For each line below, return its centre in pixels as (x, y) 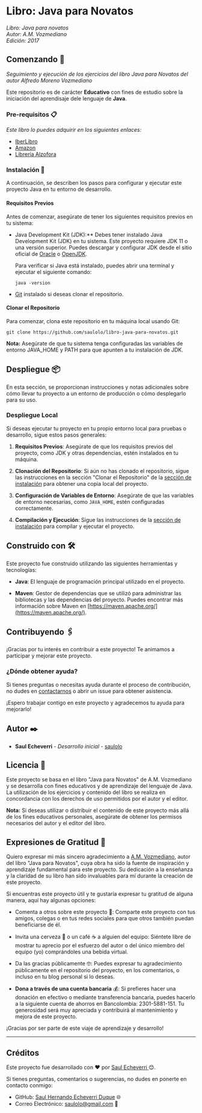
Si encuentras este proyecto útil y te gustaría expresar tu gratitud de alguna (100, 894)
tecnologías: (22, 569)
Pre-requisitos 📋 (32, 114)
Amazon (25, 148)
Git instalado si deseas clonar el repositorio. (69, 294)
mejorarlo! (19, 709)
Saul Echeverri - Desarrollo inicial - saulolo (69, 746)
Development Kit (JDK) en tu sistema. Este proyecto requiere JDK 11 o (101, 241)
